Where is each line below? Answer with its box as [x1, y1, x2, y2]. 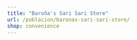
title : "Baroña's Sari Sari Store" [7, 9, 109, 17]
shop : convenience [7, 22, 60, 29]
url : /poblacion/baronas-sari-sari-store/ [7, 16, 130, 23]
